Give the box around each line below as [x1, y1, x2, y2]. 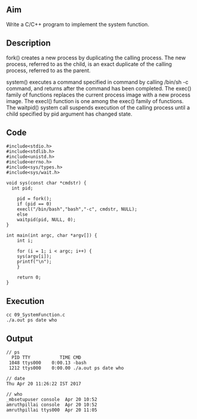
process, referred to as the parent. [6, 67, 91, 74]
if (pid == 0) [17, 201, 52, 207]
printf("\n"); [17, 259, 52, 265]
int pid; [11, 185, 33, 191]
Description [6, 38, 51, 49]
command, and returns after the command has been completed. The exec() [6, 85, 192, 92]
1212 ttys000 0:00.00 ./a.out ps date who [8, 365, 124, 371]
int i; [17, 238, 33, 244]
